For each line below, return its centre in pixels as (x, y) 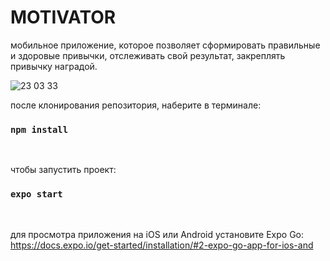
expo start (36, 194)
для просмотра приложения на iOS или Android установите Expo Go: (157, 234)
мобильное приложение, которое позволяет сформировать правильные (165, 45)
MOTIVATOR (63, 17)
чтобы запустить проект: (63, 170)
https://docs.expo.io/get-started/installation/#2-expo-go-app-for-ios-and (162, 245)
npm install (39, 129)
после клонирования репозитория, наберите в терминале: (136, 105)
